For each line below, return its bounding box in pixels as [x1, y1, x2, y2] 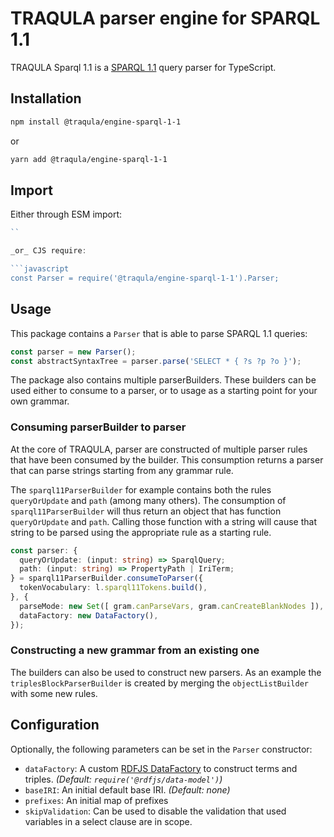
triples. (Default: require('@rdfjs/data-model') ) [24, 773, 223, 785]
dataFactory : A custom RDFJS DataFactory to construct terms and [24, 762, 298, 774]
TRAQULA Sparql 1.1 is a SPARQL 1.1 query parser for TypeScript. [10, 61, 277, 73]
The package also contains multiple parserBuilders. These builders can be [10, 374, 317, 386]
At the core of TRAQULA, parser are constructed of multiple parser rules [10, 443, 308, 455]
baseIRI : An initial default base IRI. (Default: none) [24, 783, 231, 796]
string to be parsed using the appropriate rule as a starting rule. [10, 526, 272, 538]
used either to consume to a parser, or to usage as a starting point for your [10, 385, 318, 397]
